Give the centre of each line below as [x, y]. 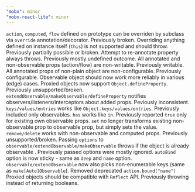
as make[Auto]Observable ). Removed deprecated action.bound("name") [91, 170]
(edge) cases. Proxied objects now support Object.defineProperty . [87, 83]
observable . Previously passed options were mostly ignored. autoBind [91, 152]
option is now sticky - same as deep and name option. [69, 158]
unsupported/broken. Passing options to [55, 139]
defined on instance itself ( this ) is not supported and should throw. [87, 46]
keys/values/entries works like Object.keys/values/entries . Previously [93, 108]
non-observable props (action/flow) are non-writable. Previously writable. [95, 64]
